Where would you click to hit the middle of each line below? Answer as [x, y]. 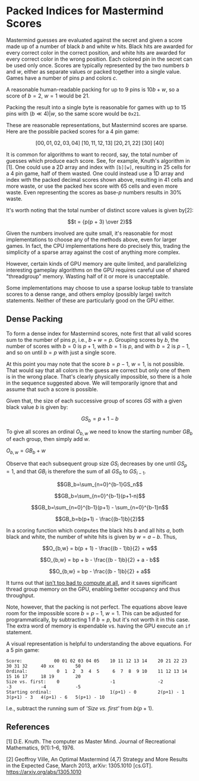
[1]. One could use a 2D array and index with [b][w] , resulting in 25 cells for [99, 167]
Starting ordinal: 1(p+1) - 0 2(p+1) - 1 [95, 692]
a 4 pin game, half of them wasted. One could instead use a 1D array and [95, 173]
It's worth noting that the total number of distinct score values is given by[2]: [100, 210]
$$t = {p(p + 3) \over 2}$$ [100, 222]
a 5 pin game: [23, 650]
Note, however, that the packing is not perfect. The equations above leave [97, 607]
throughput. [20, 595]
